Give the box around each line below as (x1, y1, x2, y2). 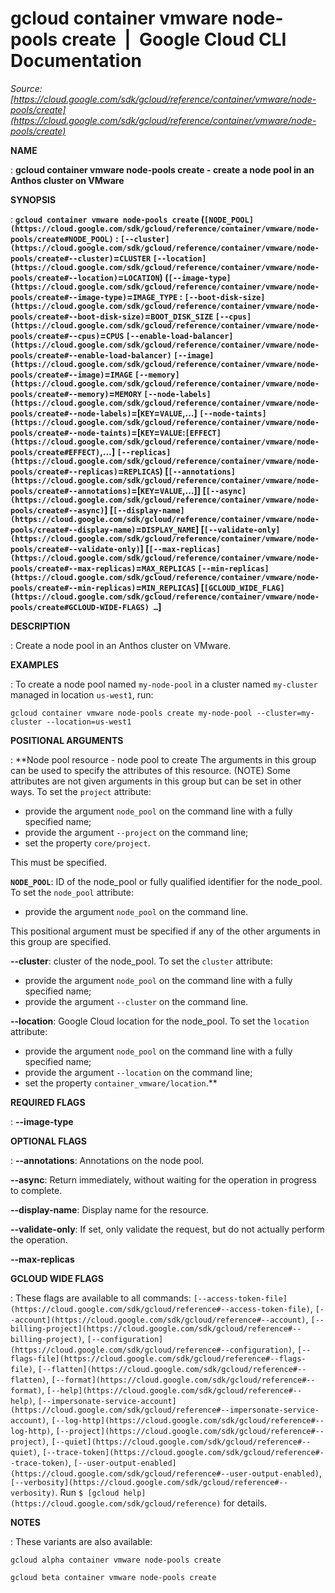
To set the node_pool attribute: (10, 886, 134, 898)
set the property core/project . (24, 837, 151, 849)
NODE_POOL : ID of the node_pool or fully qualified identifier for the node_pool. (10, 875, 323, 887)
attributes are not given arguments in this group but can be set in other (10, 775, 302, 787)
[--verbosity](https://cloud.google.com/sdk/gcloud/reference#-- (10, 1477, 288, 1487)
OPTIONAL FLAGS (10, 1135, 87, 1147)
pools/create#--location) (10, 273, 118, 283)
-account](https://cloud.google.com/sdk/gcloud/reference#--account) (10, 1315, 307, 1325)
